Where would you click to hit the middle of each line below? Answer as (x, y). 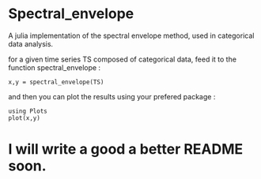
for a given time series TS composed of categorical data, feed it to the (123, 59)
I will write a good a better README (126, 149)
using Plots (28, 111)
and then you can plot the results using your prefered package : (112, 96)
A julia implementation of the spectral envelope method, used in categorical (131, 35)
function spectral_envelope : (55, 67)
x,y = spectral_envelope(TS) (56, 82)
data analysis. (31, 43)
